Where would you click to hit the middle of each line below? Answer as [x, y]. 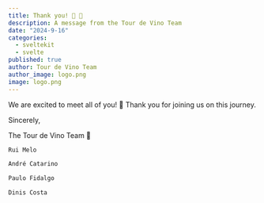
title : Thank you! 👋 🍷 [45, 15]
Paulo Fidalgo [32, 178]
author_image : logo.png [47, 75]
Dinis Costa [28, 193]
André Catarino [33, 164]
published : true [35, 60]
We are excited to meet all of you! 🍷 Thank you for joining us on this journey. [132, 105]
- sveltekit [35, 45]
